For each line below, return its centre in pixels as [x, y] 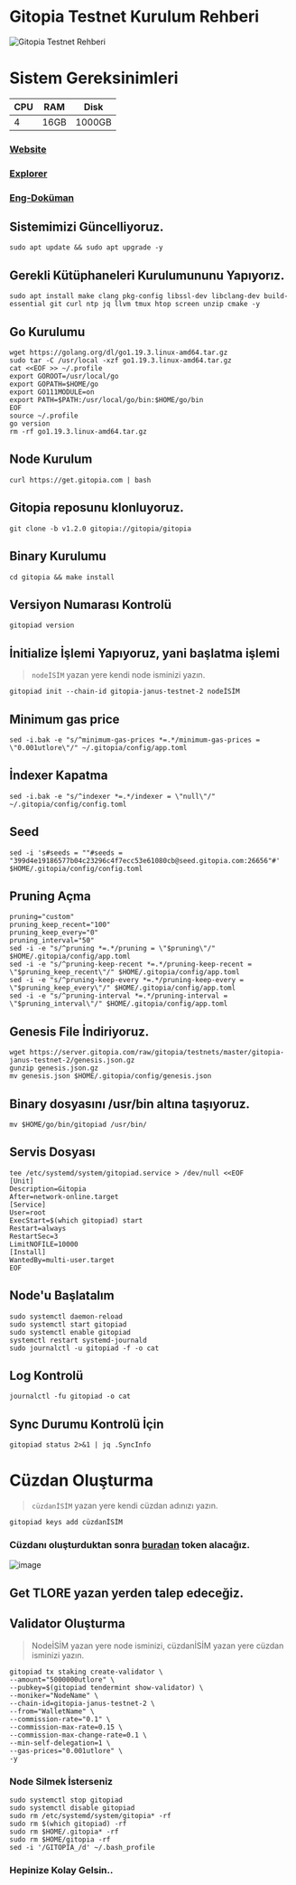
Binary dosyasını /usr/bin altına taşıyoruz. [130, 1104]
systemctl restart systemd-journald [78, 1340]
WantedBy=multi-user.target [62, 1260]
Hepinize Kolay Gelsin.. [61, 1870]
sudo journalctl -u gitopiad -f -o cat [84, 1348]
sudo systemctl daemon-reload [66, 1317]
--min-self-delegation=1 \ [60, 1743]
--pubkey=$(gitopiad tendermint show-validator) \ [106, 1687]
